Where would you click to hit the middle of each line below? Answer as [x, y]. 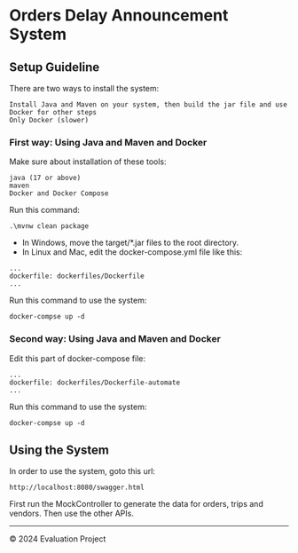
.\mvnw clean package [49, 226]
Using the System [59, 450]
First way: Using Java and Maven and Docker [108, 142]
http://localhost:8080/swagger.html [77, 488]
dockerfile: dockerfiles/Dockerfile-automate [94, 383]
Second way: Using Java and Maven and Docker [115, 339]
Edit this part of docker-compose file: [78, 358]
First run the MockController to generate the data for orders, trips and [136, 504]
